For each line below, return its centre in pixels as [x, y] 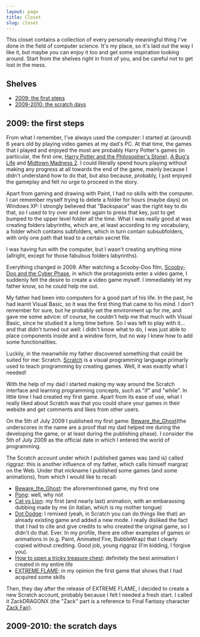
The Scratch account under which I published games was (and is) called [95, 458]
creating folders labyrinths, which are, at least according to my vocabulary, [98, 225]
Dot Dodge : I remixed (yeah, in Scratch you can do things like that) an [100, 514]
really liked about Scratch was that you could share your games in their [93, 403]
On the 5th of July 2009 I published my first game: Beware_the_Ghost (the [96, 421]
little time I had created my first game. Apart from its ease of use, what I [94, 397]
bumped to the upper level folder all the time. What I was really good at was [99, 219]
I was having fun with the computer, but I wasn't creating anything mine [94, 249]
